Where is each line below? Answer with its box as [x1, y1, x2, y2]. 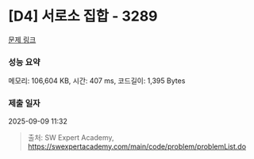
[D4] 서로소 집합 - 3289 [8, 7, 158, 25]
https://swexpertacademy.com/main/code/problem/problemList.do [27, 142, 247, 151]
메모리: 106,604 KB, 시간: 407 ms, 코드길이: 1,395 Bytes [8, 76, 186, 85]
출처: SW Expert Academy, [27, 132, 114, 142]
